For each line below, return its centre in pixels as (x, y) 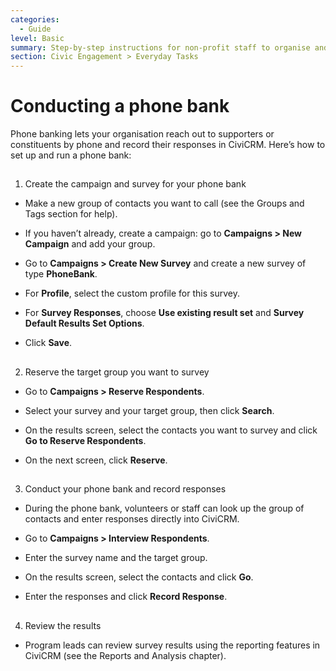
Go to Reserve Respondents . (85, 440)
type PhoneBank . (61, 274)
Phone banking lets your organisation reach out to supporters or (142, 134)
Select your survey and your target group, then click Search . (149, 410)
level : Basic (37, 38)
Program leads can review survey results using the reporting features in (172, 645)
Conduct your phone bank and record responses (125, 489)
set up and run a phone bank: (71, 155)
